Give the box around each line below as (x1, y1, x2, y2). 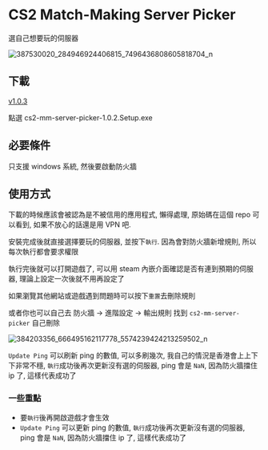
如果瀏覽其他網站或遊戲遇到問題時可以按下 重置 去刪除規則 (8, 291, 196, 301)
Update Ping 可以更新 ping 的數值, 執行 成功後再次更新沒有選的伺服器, (19, 423, 246, 432)
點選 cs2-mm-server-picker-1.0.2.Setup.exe (8, 112, 154, 122)
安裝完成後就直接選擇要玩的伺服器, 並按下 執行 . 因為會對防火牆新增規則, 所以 (8, 237, 257, 246)
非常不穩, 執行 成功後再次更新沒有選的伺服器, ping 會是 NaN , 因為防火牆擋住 (14, 361, 258, 371)
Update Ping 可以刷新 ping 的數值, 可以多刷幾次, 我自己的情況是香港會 (8, 351, 238, 360)
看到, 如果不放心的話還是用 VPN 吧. (14, 220, 132, 229)
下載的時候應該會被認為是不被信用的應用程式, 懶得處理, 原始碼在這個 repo (8, 210, 251, 220)
